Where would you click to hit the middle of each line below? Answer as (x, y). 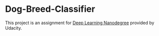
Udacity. (14, 28)
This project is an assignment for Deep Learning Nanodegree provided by (80, 23)
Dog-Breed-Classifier (50, 9)
